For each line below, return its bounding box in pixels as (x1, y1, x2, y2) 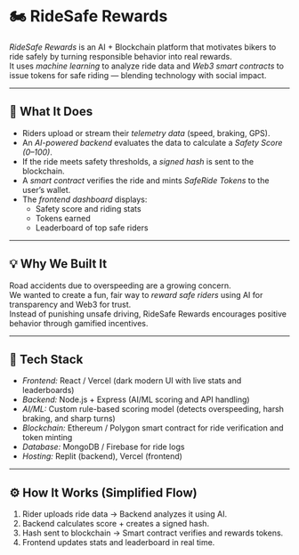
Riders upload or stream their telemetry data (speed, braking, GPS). (21, 127, 271, 138)
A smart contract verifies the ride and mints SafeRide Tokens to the (21, 174, 270, 186)
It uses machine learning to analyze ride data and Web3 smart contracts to (9, 60, 285, 71)
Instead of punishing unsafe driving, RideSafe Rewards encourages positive (9, 308, 287, 319)
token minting (21, 432, 73, 443)
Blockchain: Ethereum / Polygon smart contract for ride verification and (21, 422, 284, 433)
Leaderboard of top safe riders (35, 222, 149, 233)
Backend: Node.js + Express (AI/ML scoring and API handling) (21, 394, 251, 405)
